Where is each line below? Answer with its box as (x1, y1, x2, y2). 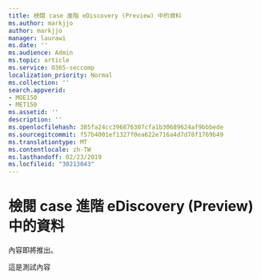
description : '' (8, 116, 62, 124)
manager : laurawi (8, 34, 66, 42)
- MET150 (8, 101, 38, 109)
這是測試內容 (8, 262, 50, 272)
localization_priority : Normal (8, 71, 113, 79)
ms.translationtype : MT (8, 138, 88, 146)
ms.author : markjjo (8, 19, 74, 27)
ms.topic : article (8, 57, 70, 65)
